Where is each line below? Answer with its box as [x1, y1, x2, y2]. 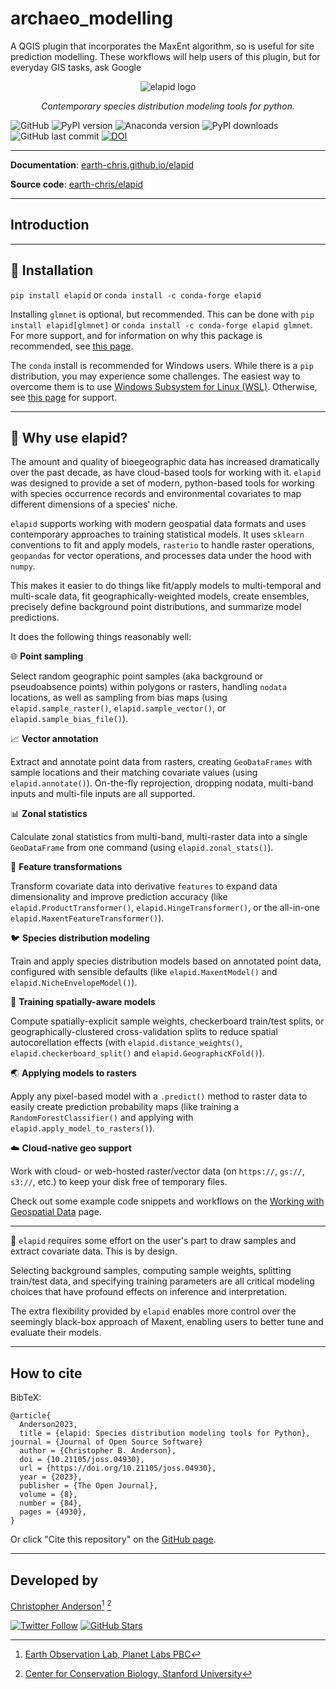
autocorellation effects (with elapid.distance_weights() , [10, 1037, 243, 1049]
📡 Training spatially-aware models [10, 996, 156, 1008]
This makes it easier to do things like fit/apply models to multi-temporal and [10, 580, 322, 592]
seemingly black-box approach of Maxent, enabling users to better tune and [10, 1316, 324, 1328]
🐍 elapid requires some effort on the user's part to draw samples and [10, 1235, 297, 1247]
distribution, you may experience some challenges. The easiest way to [10, 370, 301, 382]
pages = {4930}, [19, 1507, 87, 1517]
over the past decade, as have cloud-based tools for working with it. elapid [10, 467, 322, 479]
